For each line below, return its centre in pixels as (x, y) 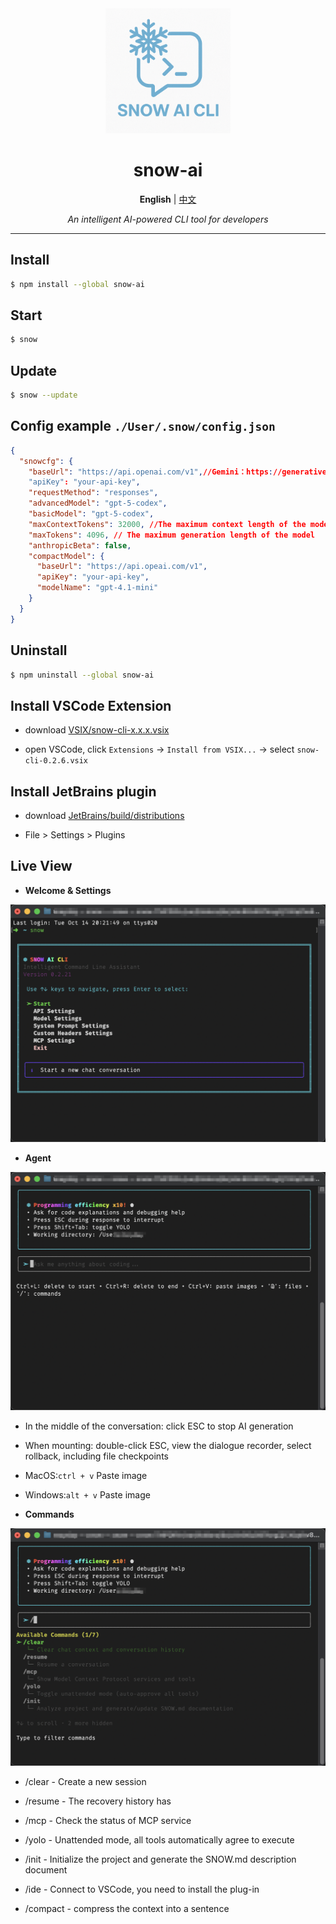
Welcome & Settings (68, 890)
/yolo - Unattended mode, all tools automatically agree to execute (159, 1840)
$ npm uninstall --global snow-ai (82, 675)
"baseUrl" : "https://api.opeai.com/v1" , (122, 567)
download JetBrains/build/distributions (104, 815)
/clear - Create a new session (85, 1782)
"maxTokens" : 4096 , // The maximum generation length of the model (172, 535)
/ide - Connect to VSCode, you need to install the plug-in (142, 1889)
